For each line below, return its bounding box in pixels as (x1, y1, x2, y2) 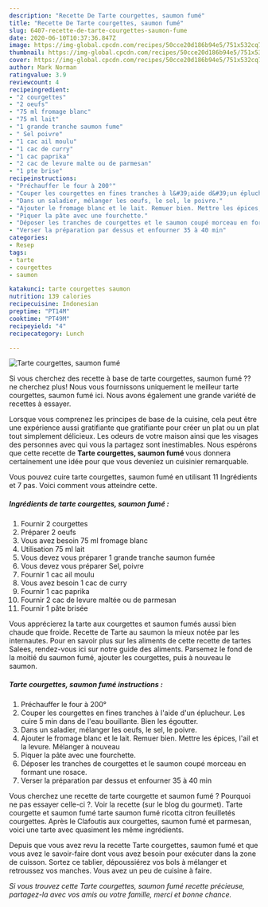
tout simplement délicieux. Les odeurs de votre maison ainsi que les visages (9, 432, 258, 441)
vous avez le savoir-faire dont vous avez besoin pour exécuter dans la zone (9, 849, 257, 858)
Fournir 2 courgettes (20, 519, 88, 529)
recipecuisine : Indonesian (9, 300, 99, 308)
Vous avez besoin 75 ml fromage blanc (20, 536, 148, 545)
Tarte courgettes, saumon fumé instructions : (9, 679, 164, 689)
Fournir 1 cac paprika (20, 587, 90, 596)
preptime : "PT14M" (9, 307, 70, 315)
